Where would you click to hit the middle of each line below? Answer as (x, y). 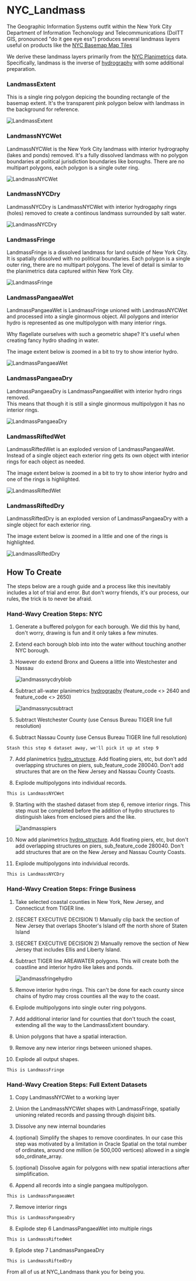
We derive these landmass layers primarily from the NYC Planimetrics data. (97, 56)
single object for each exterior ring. (49, 525)
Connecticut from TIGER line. (50, 908)
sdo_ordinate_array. (39, 1157)
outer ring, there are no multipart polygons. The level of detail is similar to (95, 265)
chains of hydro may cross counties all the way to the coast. (87, 996)
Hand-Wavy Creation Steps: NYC (55, 614)
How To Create (34, 572)
